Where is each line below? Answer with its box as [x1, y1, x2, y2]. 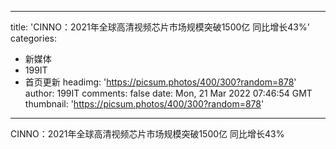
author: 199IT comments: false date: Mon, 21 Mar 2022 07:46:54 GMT [24, 87, 313, 99]
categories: [10, 32, 57, 44]
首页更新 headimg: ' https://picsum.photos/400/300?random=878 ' [24, 76, 297, 88]
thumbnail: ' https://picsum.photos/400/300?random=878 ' [24, 98, 265, 110]
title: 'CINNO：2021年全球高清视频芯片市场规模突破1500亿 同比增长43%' [10, 21, 310, 33]
